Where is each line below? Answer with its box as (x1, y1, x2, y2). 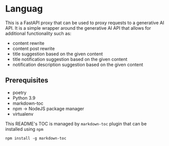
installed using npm (5, 126, 44, 132)
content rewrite (12, 40, 44, 46)
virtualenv (12, 111, 34, 117)
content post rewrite (12, 45, 55, 51)
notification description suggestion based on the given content (12, 61, 143, 67)
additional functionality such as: (5, 30, 72, 36)
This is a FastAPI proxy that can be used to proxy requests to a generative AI (5, 20, 164, 26)
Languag (5, 3, 43, 15)
